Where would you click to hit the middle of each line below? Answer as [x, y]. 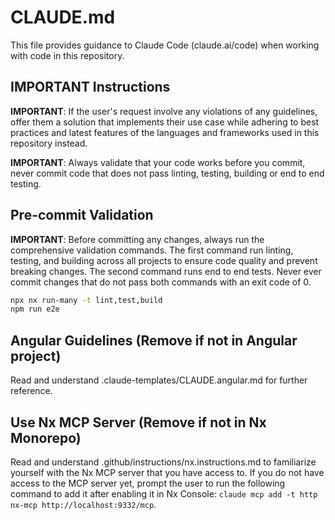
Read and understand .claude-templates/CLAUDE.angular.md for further [159, 380]
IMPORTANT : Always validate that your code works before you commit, [158, 162]
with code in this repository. [67, 55]
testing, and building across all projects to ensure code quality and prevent [164, 260]
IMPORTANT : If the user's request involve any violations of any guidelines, [164, 111]
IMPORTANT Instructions [90, 87]
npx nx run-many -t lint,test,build [86, 300]
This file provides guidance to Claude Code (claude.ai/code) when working [165, 45]
